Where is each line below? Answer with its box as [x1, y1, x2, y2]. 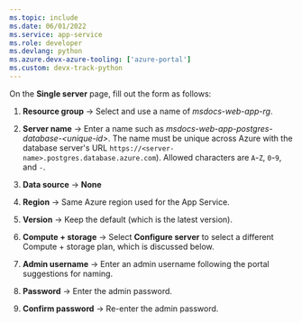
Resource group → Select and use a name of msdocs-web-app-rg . [22, 106, 273, 116]
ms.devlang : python [9, 47, 83, 56]
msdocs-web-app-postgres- [165, 123, 273, 134]
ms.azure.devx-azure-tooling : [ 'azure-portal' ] [9, 55, 192, 64]
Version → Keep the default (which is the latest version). [22, 214, 233, 225]
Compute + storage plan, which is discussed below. [22, 241, 215, 252]
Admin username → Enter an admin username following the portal [22, 258, 270, 269]
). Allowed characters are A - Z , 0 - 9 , [156, 152, 282, 162]
